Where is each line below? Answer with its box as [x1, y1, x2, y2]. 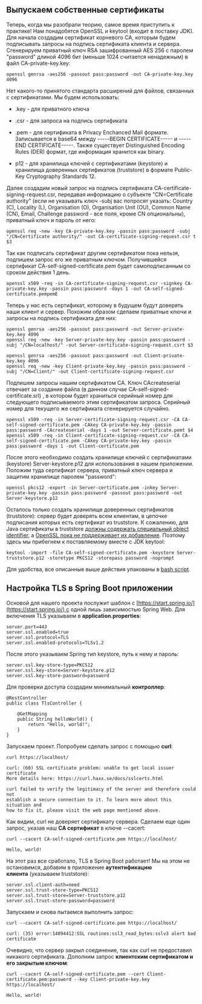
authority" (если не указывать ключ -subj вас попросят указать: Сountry [6, 197, 193, 205]
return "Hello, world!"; [28, 721, 91, 727]
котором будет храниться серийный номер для [50, 392, 174, 399]
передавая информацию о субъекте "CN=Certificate [57, 191, 193, 198]
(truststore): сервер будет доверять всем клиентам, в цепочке [6, 512, 168, 519]
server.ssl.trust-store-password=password [6, 897, 115, 904]
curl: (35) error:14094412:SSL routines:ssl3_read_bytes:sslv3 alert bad [6, 930, 197, 937]
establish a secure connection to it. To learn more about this [6, 796, 172, 802]
